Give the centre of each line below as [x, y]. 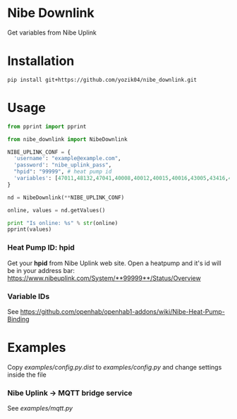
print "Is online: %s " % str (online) [63, 223]
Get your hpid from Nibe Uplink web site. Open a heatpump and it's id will [114, 263]
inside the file [27, 375]
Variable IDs [29, 296]
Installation [41, 61]
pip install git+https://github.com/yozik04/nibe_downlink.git [102, 80]
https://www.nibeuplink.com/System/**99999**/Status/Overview [104, 278]
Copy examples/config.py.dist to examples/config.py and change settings [115, 367]
